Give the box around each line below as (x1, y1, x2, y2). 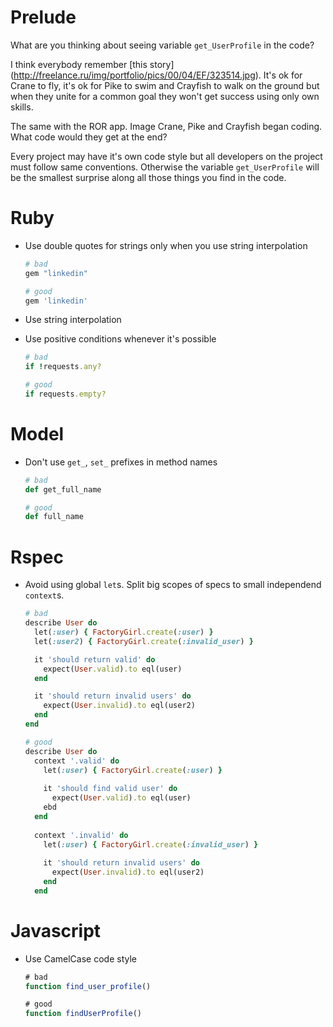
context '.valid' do (34, 756, 120, 766)
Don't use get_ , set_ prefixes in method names (24, 456, 218, 468)
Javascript (10, 919, 102, 942)
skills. (10, 101, 34, 113)
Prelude (10, 6, 77, 29)
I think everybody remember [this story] (10, 58, 175, 70)
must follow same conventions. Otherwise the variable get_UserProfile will (10, 161, 320, 173)
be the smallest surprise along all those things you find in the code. (10, 171, 287, 183)
